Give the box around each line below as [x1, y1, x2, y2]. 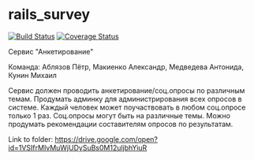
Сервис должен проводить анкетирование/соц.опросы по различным [8, 85, 245, 95]
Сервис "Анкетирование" [8, 47, 94, 56]
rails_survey [8, 6, 91, 24]
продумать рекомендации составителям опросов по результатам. [8, 119, 233, 128]
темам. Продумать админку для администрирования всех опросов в [8, 94, 242, 103]
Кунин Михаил [8, 70, 58, 80]
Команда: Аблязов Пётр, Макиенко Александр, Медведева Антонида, [8, 61, 245, 72]
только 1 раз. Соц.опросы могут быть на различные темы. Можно [8, 110, 231, 120]
